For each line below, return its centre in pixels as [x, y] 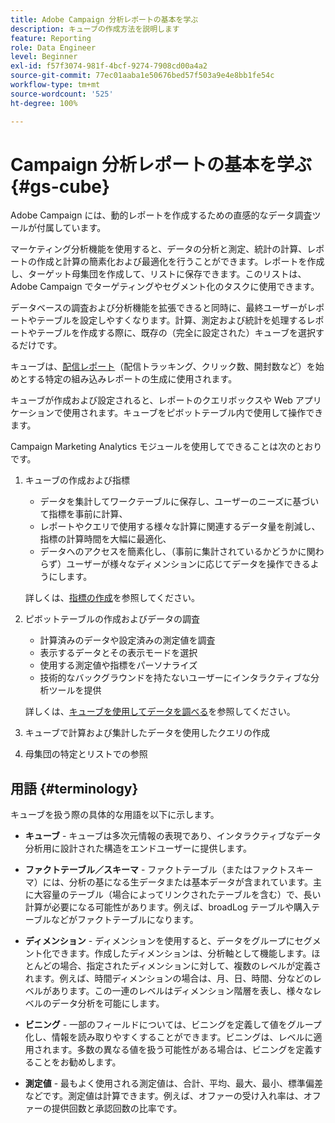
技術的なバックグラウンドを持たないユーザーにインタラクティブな [175, 678]
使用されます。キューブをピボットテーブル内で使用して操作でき [193, 413]
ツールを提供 [75, 690]
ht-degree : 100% [44, 103]
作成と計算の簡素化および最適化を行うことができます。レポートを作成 [180, 262]
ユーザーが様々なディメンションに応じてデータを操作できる [188, 564]
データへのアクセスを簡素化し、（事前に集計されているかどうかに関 [177, 552]
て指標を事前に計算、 [83, 514]
